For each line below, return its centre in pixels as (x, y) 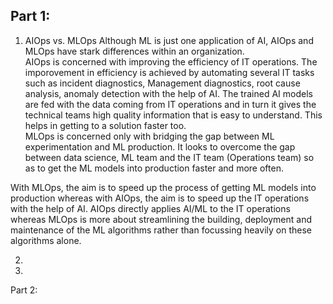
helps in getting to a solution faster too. (105, 125)
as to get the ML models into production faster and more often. (154, 168)
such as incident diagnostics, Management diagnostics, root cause (162, 83)
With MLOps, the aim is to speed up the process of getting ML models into (163, 187)
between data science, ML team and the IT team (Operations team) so (169, 157)
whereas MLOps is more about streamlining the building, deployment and (161, 219)
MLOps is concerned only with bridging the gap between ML (149, 136)
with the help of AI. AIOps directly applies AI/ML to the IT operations (150, 208)
